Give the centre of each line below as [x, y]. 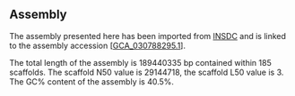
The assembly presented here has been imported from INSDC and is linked [148, 36]
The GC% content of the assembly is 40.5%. [92, 81]
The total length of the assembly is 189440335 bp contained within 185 [140, 62]
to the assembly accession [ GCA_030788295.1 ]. [98, 45]
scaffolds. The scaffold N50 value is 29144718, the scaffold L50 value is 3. [147, 72]
